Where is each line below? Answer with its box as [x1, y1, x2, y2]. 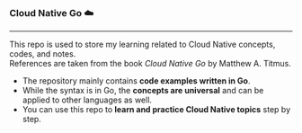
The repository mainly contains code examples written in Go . [22, 75, 251, 86]
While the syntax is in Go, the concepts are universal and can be [22, 85, 264, 96]
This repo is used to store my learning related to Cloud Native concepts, [9, 39, 276, 50]
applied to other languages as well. [22, 94, 153, 105]
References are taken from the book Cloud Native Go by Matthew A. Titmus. [9, 58, 292, 69]
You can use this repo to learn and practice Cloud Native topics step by [22, 104, 290, 115]
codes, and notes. [9, 49, 76, 59]
